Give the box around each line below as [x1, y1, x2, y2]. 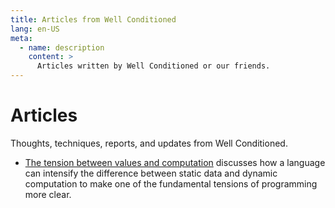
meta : [10, 33, 33, 43]
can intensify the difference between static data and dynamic [24, 167, 278, 179]
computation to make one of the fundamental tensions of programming [24, 177, 318, 190]
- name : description [19, 42, 105, 53]
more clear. [24, 188, 72, 200]
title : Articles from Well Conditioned [10, 14, 177, 25]
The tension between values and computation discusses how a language [24, 156, 326, 168]
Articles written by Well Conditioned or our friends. [36, 61, 271, 71]
